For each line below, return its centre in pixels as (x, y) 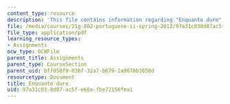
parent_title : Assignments (46, 58)
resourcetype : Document (41, 77)
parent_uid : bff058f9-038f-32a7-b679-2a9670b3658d (81, 70)
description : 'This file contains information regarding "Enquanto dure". (116, 20)
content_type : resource (41, 13)
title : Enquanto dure (38, 83)
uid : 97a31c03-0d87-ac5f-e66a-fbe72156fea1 (70, 90)
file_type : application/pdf (47, 32)
